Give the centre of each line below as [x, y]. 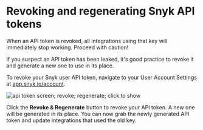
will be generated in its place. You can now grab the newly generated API [98, 114]
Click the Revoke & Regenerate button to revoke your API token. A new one [101, 107]
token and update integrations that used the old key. [71, 120]
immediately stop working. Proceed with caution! [67, 47]
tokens [24, 24]
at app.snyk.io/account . [36, 84]
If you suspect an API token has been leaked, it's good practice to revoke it [100, 59]
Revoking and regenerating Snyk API [101, 11]
